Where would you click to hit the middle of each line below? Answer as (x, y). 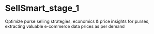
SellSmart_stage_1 (42, 8)
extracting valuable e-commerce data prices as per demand (65, 26)
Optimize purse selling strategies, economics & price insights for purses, (77, 21)
